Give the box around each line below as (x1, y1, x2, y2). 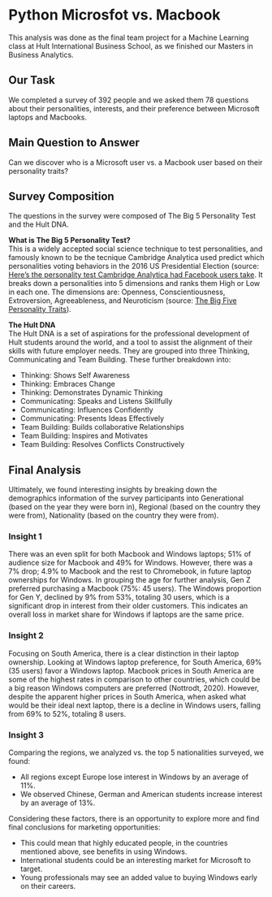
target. (19, 864, 43, 874)
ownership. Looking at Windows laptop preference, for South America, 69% (8, 656, 262, 667)
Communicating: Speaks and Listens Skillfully (19, 396, 173, 406)
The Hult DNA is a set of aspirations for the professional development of (8, 329, 250, 339)
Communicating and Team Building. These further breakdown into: (8, 355, 231, 365)
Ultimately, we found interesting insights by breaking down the (8, 485, 218, 495)
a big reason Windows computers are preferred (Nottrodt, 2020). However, (8, 682, 260, 692)
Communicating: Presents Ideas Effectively (19, 414, 165, 423)
